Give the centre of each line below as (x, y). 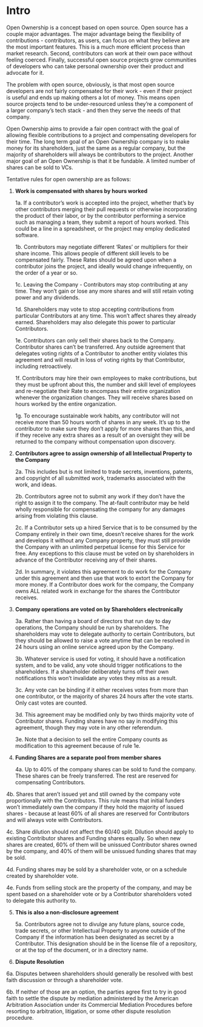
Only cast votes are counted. (51, 703)
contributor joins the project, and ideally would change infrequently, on (104, 266)
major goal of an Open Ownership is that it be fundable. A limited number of (101, 161)
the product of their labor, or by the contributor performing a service (100, 215)
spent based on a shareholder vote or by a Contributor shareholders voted (99, 894)
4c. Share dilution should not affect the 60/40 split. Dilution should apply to (100, 832)
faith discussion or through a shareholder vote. (65, 980)
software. (27, 235)
